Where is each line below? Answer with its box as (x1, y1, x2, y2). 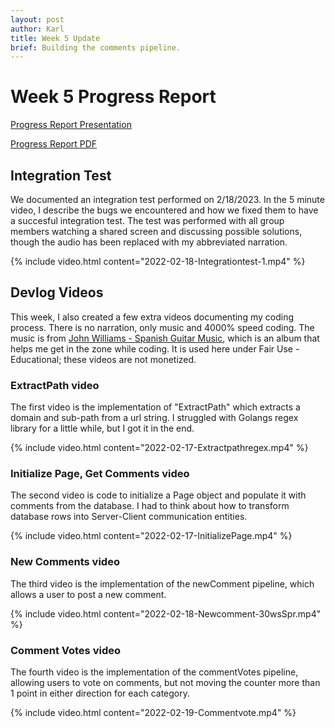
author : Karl (10, 24, 65, 34)
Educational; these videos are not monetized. (10, 353, 197, 365)
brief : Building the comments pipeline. (10, 42, 182, 53)
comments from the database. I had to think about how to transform (10, 500, 290, 512)
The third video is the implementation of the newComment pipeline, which (10, 577, 315, 590)
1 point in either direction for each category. (10, 687, 190, 699)
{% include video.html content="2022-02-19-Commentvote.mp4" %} (10, 707, 297, 718)
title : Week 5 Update (10, 33, 101, 43)
